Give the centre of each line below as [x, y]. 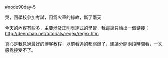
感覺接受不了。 [20, 50]
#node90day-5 [21, 7]
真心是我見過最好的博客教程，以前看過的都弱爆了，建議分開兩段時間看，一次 [84, 44]
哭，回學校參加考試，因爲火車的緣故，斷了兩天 [53, 17]
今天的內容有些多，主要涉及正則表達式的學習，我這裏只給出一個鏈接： [77, 28]
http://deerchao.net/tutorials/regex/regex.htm [52, 34]
